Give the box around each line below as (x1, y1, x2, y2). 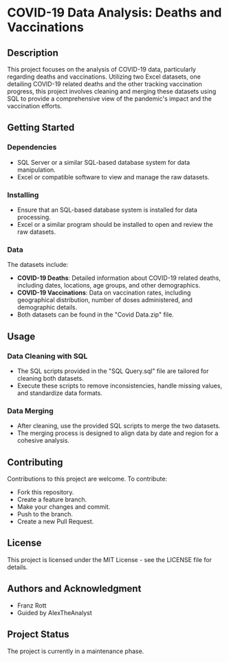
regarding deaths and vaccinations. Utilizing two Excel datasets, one (7, 72, 201, 81)
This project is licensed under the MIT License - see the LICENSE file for (7, 555, 212, 563)
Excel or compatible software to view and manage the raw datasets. (17, 172, 210, 181)
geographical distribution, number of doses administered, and (17, 296, 193, 304)
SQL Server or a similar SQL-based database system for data (17, 158, 190, 166)
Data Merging (7, 405, 54, 415)
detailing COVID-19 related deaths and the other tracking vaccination (7, 80, 203, 88)
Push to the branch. (17, 510, 74, 519)
